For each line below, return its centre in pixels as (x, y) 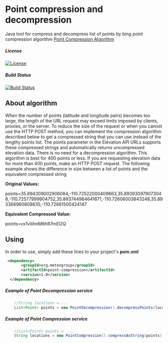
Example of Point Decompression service (49, 291)
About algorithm (31, 103)
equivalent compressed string (36, 174)
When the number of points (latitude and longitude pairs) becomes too (78, 115)
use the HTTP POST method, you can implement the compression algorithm (83, 131)
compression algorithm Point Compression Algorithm (60, 39)
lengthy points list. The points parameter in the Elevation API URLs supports (83, 142)
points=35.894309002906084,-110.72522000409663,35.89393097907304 (83, 193)
